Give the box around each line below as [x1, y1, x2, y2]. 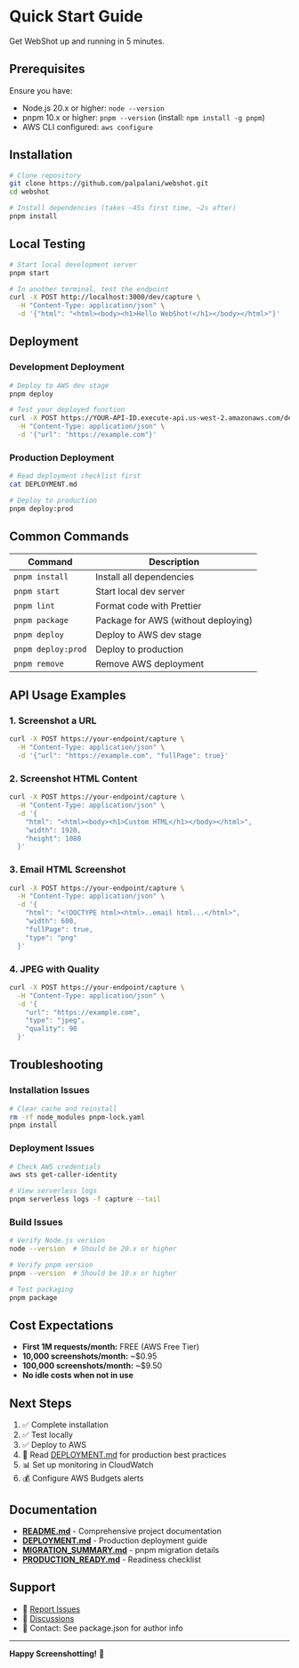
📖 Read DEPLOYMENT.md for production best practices [21, 1450, 227, 1460]
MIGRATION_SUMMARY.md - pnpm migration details [21, 1545, 220, 1556]
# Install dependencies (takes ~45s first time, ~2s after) [9, 203, 238, 213]
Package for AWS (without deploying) [94, 613, 254, 626]
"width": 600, [25, 916, 77, 926]
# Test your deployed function [9, 406, 125, 415]
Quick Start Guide [9, 6, 144, 27]
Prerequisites [9, 62, 85, 77]
